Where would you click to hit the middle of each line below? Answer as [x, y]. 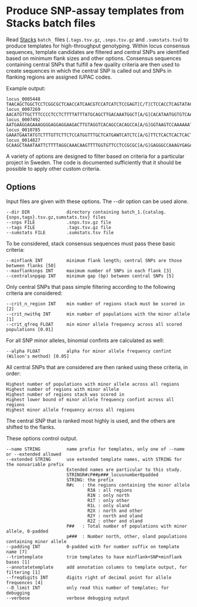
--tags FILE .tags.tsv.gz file [59, 227]
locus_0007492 [23, 119]
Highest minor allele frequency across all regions [70, 410]
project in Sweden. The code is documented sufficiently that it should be [94, 162]
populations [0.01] [30, 329]
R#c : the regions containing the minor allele [128, 485]
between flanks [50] [31, 265]
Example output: [26, 88]
